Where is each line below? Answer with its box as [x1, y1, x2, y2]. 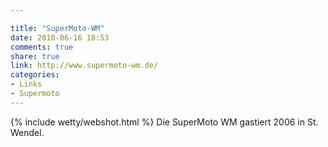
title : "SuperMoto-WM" [10, 23, 105, 33]
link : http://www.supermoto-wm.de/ [10, 61, 159, 71]
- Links [10, 79, 43, 90]
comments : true [10, 42, 74, 52]
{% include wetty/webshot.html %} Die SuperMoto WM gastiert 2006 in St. [10, 116, 319, 128]
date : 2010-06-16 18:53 [10, 32, 110, 43]
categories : [10, 70, 60, 80]
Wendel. [10, 126, 45, 138]
